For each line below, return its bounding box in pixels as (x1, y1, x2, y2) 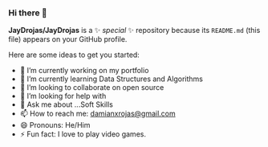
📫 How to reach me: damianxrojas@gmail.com (19, 108, 176, 119)
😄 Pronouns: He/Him (19, 120, 91, 130)
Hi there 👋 (8, 7, 48, 18)
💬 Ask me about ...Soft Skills (19, 100, 114, 109)
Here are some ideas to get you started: (8, 50, 140, 59)
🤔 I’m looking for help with (19, 92, 107, 101)
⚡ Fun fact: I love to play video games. (19, 129, 147, 139)
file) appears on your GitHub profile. (8, 35, 128, 44)
